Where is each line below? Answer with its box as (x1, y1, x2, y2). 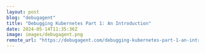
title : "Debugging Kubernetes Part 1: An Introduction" (6, 20, 151, 26)
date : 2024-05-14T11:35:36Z (6, 26, 78, 32)
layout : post (6, 9, 40, 15)
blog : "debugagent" (6, 15, 56, 21)
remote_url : (6, 37, 37, 43)
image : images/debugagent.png (6, 32, 84, 38)
